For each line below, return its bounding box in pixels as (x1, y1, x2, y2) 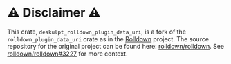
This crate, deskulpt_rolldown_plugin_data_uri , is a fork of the (7, 28, 187, 36)
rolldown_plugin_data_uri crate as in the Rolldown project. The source (7, 34, 210, 43)
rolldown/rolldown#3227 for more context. (7, 50, 128, 58)
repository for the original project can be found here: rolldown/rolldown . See (7, 42, 225, 50)
